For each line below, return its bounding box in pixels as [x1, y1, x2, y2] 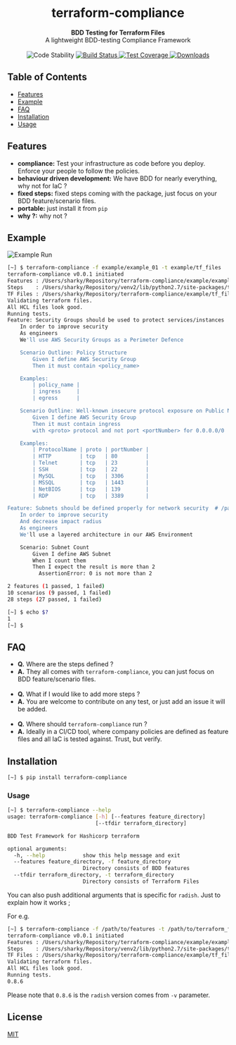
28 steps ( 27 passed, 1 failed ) [7, 596, 102, 603]
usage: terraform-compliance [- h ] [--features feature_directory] [7, 813, 206, 821]
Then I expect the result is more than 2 [32, 563, 156, 570]
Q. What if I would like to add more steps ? [17, 690, 140, 699]
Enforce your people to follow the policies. [17, 166, 140, 175]
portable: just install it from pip [17, 204, 108, 212]
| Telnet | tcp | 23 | [32, 460, 150, 467]
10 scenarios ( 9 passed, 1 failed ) [7, 589, 112, 597]
